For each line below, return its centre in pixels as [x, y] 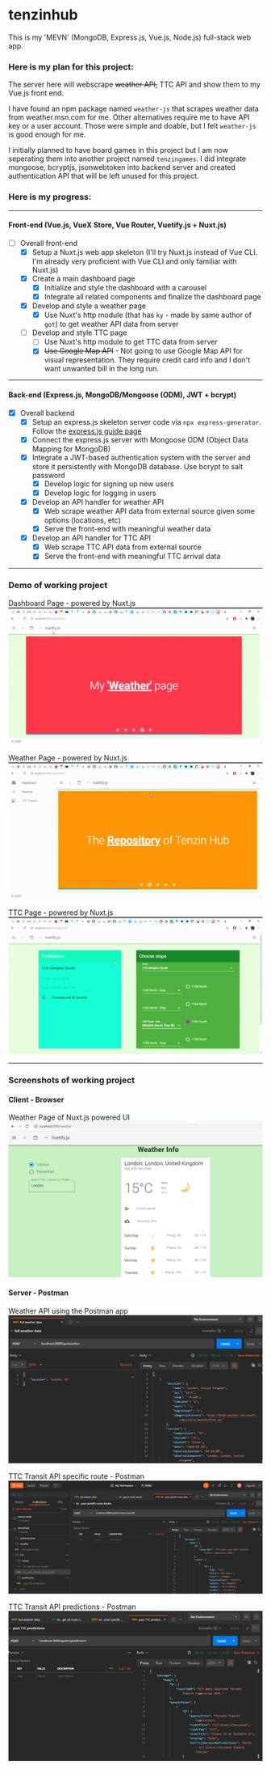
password [49, 475]
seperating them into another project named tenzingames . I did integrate [127, 159]
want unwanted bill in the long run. [102, 369]
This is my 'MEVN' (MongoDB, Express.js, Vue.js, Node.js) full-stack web [130, 37]
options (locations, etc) [82, 520]
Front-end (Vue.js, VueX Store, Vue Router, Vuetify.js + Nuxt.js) [118, 225]
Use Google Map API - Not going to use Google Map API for [144, 351]
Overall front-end [49, 243]
